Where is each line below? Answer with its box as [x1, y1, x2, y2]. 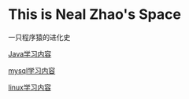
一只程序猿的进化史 [8, 32, 71, 42]
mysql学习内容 [8, 65, 56, 75]
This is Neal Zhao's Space [8, 5, 181, 24]
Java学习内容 [8, 49, 52, 58]
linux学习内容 [8, 82, 51, 92]
